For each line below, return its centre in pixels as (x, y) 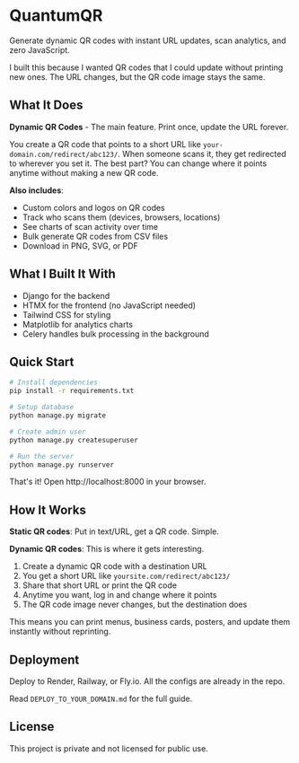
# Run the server (42, 456)
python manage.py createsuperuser (74, 440)
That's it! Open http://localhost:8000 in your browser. (108, 482)
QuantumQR (56, 16)
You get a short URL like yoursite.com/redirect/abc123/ (126, 576)
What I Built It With (63, 274)
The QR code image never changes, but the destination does (135, 605)
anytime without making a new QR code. (84, 172)
